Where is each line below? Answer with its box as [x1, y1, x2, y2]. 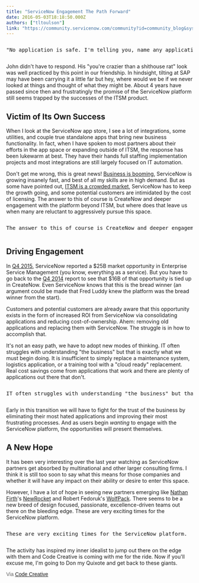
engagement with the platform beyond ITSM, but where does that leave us [6, 202, 188, 209]
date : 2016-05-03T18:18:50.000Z [6, 14, 86, 20]
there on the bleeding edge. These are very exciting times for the [6, 507, 165, 514]
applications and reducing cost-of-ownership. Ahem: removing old [6, 318, 169, 325]
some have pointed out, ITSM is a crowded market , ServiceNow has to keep [6, 183, 191, 190]
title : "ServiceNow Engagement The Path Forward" [6, 8, 131, 15]
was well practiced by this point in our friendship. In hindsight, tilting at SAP [6, 69, 191, 76]
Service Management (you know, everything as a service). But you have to [6, 268, 188, 276]
